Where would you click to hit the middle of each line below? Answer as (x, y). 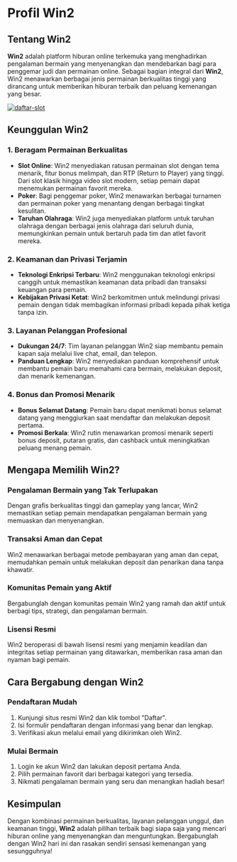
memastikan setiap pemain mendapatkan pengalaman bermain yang (107, 513)
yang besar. (24, 94)
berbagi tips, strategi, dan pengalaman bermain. (77, 610)
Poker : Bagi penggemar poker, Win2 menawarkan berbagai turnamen (119, 196)
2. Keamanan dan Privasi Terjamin (67, 259)
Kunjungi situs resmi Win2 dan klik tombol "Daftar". (92, 717)
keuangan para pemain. (52, 289)
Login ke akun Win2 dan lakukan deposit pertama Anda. (99, 766)
